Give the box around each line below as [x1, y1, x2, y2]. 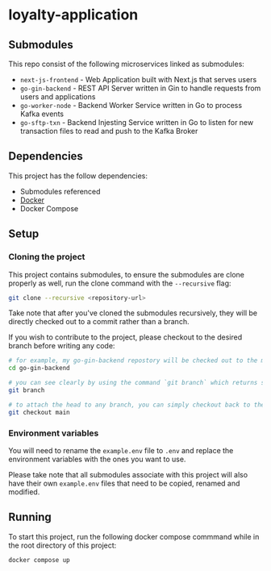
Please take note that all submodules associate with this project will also [8, 469, 248, 479]
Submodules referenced [19, 186, 101, 196]
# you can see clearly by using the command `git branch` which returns [8, 379, 258, 387]
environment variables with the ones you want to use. [8, 454, 186, 464]
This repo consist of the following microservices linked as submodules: [8, 59, 244, 69]
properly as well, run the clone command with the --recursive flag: [8, 278, 231, 288]
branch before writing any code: [8, 341, 115, 351]
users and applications [19, 92, 96, 102]
